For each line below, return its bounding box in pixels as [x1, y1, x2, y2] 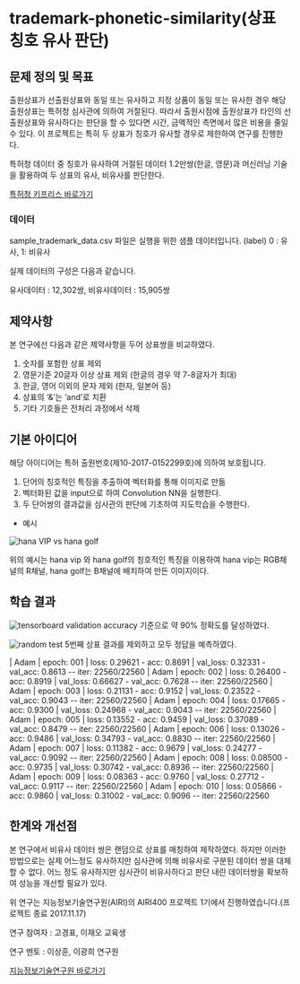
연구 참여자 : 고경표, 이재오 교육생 [9, 927, 127, 937]
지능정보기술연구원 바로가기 [9, 965, 106, 976]
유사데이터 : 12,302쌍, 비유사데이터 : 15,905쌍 [9, 284, 170, 296]
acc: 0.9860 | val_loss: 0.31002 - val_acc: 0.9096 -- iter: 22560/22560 [9, 790, 270, 801]
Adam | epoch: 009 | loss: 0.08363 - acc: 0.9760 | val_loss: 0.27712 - [9, 771, 266, 781]
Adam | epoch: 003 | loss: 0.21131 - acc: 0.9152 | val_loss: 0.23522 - [9, 685, 261, 696]
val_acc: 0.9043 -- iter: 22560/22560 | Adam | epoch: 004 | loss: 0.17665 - [9, 694, 287, 705]
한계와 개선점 [9, 818, 78, 834]
